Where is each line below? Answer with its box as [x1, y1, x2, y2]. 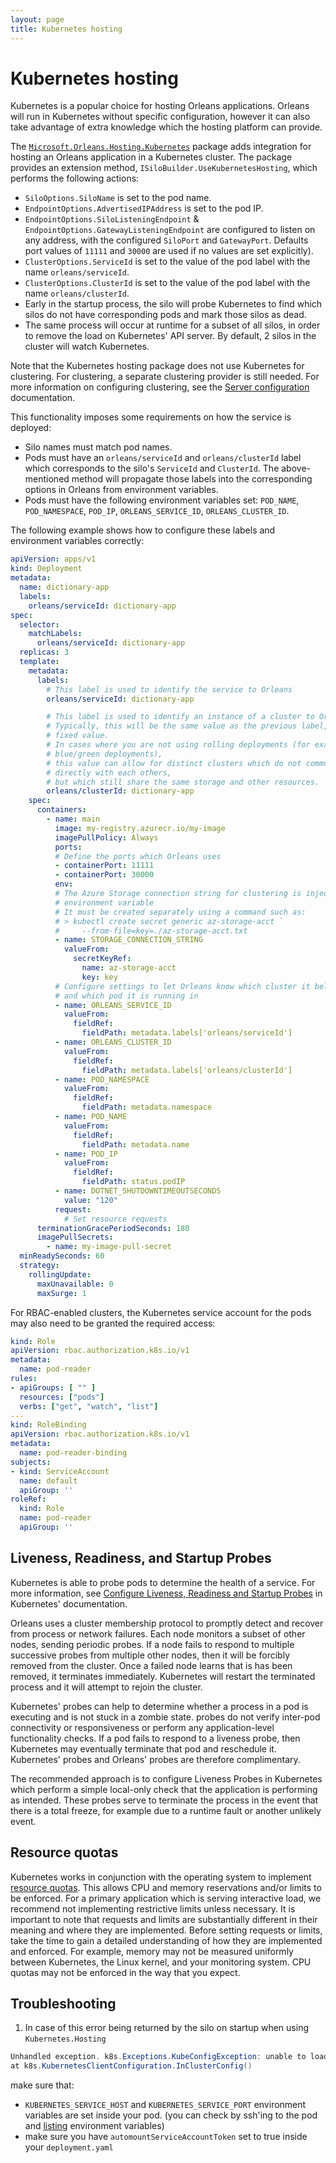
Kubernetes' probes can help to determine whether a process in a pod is [10, 1700, 309, 1712]
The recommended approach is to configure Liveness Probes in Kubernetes [10, 1772, 323, 1785]
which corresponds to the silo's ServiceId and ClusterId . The [24, 462, 280, 475]
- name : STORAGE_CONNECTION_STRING [54, 935, 203, 945]
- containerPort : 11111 [54, 861, 155, 871]
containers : [36, 805, 87, 815]
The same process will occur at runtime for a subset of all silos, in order [24, 319, 321, 331]
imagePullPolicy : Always [54, 832, 159, 843]
